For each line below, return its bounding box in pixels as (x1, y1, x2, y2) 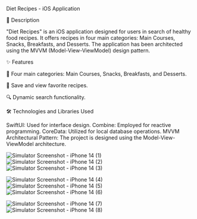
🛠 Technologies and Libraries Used (6, 108, 94, 115)
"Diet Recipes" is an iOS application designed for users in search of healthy (6, 28, 192, 35)
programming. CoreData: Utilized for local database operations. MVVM (6, 128, 180, 135)
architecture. (35, 141, 67, 147)
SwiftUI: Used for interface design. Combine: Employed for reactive (6, 122, 171, 128)
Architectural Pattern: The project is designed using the (6, 134, 142, 141)
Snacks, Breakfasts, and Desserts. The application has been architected (6, 41, 183, 47)
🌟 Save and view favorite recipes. (6, 82, 88, 88)
